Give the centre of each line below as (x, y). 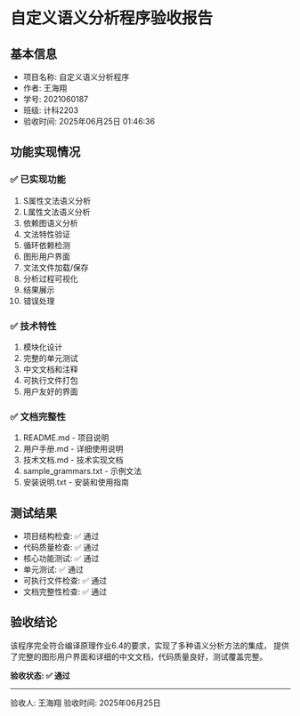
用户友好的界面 (50, 391)
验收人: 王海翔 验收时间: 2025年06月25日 (85, 703)
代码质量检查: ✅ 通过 (61, 547)
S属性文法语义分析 (57, 200)
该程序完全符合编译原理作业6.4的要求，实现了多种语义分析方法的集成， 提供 (150, 645)
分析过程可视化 (50, 278)
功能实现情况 (45, 152)
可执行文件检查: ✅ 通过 (65, 581)
